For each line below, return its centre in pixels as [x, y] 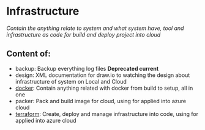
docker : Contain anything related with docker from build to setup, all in [104, 88]
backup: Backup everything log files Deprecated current [87, 68]
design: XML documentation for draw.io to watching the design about [102, 75]
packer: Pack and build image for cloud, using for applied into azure [101, 101]
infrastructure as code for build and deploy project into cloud [84, 34]
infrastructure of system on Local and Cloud [71, 81]
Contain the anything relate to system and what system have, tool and [95, 28]
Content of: [28, 54]
